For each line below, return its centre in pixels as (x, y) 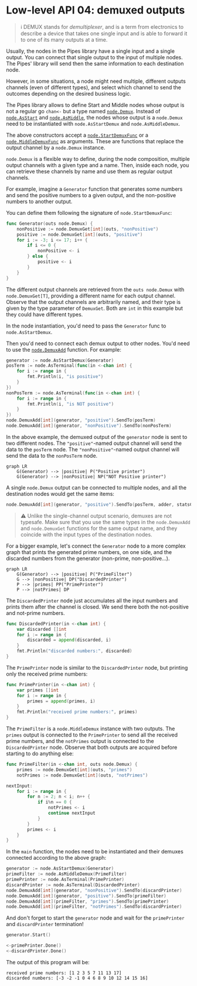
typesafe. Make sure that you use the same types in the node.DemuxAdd (105, 522)
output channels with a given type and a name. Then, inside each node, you (98, 165)
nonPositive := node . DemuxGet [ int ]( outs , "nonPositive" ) (88, 229)
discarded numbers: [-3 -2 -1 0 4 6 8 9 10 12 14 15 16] (77, 978)
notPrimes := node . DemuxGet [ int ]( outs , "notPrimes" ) (82, 775)
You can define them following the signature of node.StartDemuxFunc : (89, 212)
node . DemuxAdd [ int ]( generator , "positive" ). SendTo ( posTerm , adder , (90, 504)
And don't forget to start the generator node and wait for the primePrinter (95, 918)
